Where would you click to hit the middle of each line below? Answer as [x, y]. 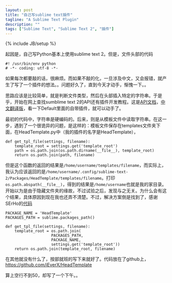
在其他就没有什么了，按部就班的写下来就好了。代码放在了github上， [77, 259]
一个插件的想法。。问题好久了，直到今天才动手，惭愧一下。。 [86, 85]
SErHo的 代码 [19, 204]
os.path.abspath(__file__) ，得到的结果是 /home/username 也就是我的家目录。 [86, 184]
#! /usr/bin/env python [31, 64]
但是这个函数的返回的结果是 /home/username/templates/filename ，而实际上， [86, 165]
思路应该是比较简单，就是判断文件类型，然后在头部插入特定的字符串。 [79, 96]
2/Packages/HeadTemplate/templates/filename [53, 179]
